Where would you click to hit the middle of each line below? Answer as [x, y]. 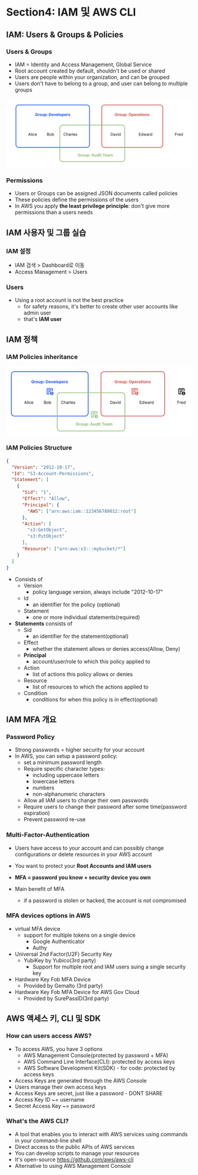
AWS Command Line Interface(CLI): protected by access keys [99, 1061]
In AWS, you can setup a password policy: [66, 756]
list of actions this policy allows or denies [83, 674]
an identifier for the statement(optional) [80, 636]
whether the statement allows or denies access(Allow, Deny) [106, 649]
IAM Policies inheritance [42, 357]
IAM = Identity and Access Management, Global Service [83, 64]
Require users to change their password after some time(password [105, 807]
